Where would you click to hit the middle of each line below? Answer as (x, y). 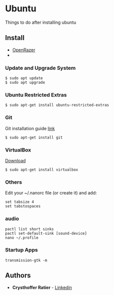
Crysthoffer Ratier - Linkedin (42, 287)
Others (14, 182)
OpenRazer (24, 49)
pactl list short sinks (30, 229)
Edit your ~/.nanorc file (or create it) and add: (51, 193)
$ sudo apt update (24, 78)
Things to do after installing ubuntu (41, 22)
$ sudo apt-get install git (34, 137)
